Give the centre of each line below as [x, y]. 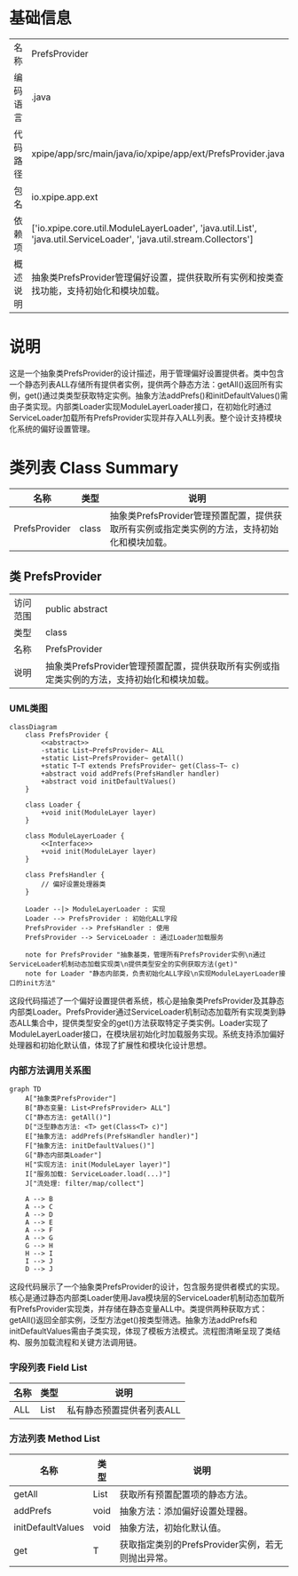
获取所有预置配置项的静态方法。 [186, 1494]
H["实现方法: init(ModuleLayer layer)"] [98, 1165]
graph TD [25, 1089]
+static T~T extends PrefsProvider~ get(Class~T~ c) [141, 766]
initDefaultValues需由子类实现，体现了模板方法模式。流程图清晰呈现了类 [141, 1331]
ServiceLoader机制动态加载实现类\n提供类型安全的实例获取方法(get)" [123, 964]
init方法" [39, 983]
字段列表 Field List [48, 1367]
